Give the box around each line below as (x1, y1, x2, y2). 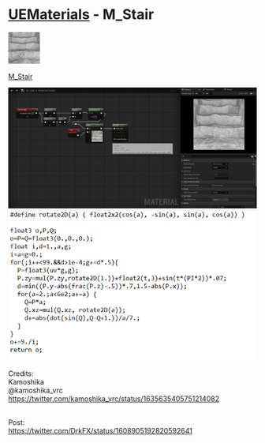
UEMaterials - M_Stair (8, 6, 155, 24)
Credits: (8, 369, 34, 378)
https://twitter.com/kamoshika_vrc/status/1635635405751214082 (8, 393, 219, 404)
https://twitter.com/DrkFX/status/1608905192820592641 (8, 426, 193, 435)
